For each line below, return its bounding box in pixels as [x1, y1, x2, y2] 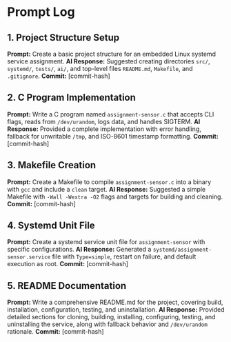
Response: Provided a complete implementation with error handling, [7, 125, 202, 133]
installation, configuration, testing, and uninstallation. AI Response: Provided [7, 305, 225, 314]
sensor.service [7, 254, 51, 261]
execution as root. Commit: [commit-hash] [7, 260, 129, 268]
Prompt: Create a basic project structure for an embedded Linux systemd [7, 50, 216, 58]
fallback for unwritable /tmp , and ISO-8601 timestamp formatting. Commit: [7, 132, 219, 140]
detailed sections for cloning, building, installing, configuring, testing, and [7, 313, 216, 321]
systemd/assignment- [152, 246, 212, 254]
